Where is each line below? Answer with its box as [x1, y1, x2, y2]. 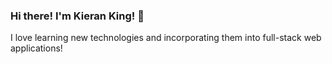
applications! [10, 42, 63, 54]
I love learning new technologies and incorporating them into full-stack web [10, 32, 322, 44]
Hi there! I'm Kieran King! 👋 [10, 9, 145, 23]
